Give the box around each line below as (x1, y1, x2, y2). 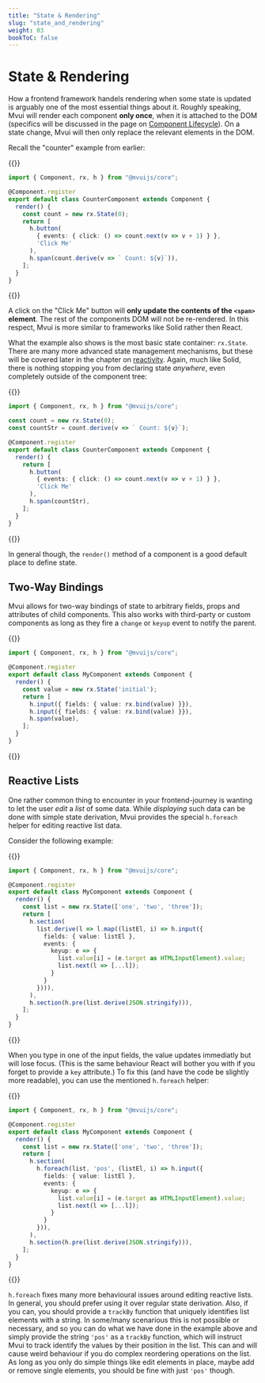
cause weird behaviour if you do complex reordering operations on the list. (8, 1349, 252, 1358)
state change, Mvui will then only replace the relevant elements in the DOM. (8, 128, 255, 137)
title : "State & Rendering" (8, 11, 101, 20)
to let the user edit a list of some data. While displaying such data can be (8, 803, 245, 813)
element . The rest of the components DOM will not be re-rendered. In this (8, 314, 249, 324)
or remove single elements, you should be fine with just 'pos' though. (8, 1366, 235, 1375)
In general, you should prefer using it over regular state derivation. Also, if (8, 1298, 248, 1308)
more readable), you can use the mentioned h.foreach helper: (8, 1076, 210, 1085)
